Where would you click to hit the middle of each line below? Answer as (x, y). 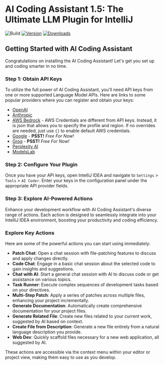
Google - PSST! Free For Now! (43, 136)
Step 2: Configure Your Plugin (41, 164)
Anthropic (22, 115)
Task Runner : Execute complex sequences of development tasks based (85, 284)
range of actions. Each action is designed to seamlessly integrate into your (81, 215)
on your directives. (31, 290)
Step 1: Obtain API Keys (34, 79)
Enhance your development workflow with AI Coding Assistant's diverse (78, 209)
